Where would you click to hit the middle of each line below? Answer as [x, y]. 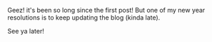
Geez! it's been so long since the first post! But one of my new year [106, 10]
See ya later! [26, 31]
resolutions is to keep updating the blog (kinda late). [84, 17]
